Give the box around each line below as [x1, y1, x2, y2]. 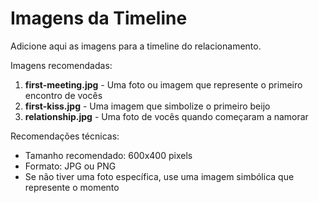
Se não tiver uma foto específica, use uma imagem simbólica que [24, 170, 295, 182]
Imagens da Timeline [10, 7, 188, 30]
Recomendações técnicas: [10, 130, 120, 142]
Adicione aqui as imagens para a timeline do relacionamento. [10, 40, 262, 52]
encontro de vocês [24, 89, 103, 101]
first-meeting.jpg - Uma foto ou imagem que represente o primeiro [24, 78, 303, 91]
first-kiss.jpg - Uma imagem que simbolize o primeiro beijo [24, 100, 271, 112]
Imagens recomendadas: [10, 59, 113, 71]
